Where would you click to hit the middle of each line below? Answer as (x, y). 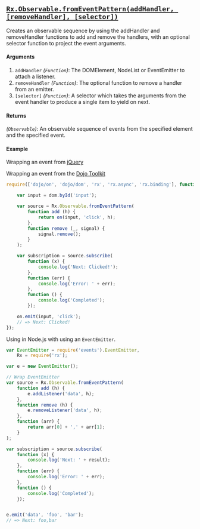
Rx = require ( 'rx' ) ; (42, 356)
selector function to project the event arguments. (66, 43)
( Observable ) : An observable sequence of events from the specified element (100, 129)
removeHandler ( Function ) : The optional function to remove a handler (99, 83)
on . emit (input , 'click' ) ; (49, 316)
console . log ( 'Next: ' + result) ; (69, 460)
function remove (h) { (45, 405)
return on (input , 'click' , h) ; (77, 217)
